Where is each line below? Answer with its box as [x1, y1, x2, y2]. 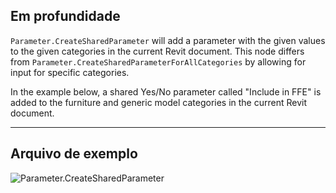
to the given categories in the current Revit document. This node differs [10, 45, 305, 57]
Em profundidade [10, 8, 121, 25]
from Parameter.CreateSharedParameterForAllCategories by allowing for [10, 55, 307, 68]
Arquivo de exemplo [10, 145, 138, 163]
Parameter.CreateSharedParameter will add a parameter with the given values [10, 34, 326, 46]
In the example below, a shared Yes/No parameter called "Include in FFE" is [10, 85, 322, 98]
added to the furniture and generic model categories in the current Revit [10, 96, 308, 108]
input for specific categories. [10, 66, 130, 78]
